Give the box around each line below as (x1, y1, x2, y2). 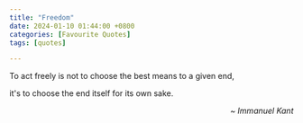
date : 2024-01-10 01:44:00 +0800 (9, 22, 135, 31)
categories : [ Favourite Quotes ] (9, 30, 131, 39)
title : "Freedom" (9, 13, 75, 22)
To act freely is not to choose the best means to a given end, (9, 71, 234, 82)
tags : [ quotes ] (9, 38, 67, 48)
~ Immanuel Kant (229, 105, 294, 117)
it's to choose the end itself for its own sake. (9, 88, 174, 99)
